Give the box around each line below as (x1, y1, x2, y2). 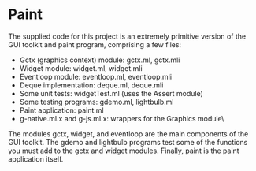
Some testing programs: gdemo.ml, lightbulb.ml (19, 97, 175, 106)
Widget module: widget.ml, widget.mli (19, 63, 143, 72)
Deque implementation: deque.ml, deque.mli (19, 80, 164, 90)
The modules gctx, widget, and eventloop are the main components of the (8, 128, 249, 139)
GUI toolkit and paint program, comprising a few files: (8, 39, 182, 49)
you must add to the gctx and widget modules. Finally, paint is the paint (8, 146, 239, 155)
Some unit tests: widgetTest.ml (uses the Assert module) (19, 88, 203, 98)
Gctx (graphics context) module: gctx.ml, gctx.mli (19, 55, 180, 65)
